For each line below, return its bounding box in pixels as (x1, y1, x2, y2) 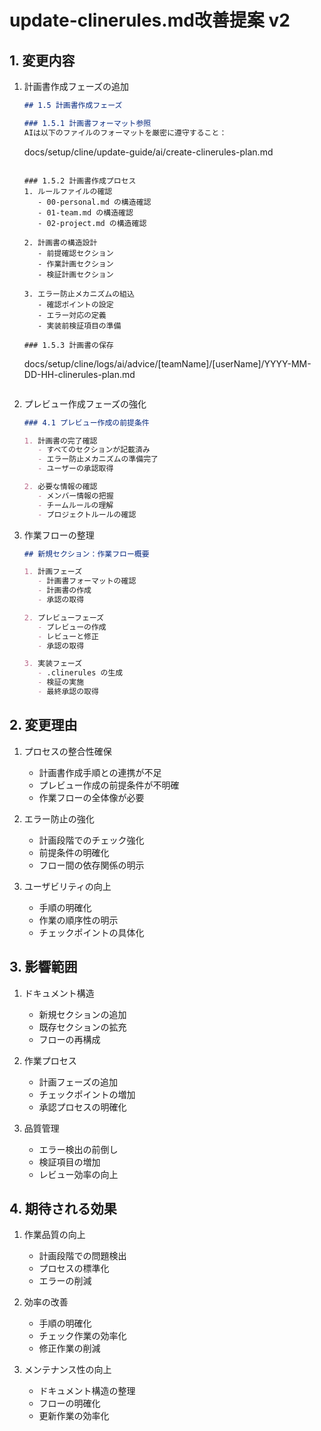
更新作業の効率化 (38, 1410, 110, 1422)
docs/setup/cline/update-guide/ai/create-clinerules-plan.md (23, 146, 274, 158)
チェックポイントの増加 (38, 1088, 136, 1100)
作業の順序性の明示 (38, 914, 119, 926)
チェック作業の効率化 (38, 1330, 127, 1342)
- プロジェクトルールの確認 (37, 509, 137, 520)
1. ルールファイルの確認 (23, 186, 113, 196)
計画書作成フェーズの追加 (23, 81, 130, 92)
